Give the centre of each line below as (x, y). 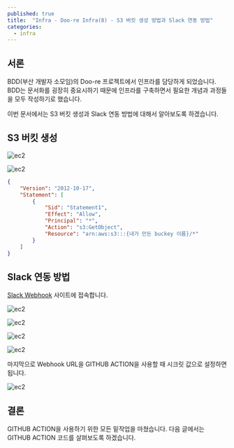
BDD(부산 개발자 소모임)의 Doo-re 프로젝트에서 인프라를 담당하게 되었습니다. (112, 82)
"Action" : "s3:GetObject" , (84, 227)
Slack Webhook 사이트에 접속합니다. (58, 295)
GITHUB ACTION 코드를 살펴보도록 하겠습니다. (72, 437)
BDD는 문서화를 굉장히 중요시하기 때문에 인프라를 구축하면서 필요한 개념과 (108, 90)
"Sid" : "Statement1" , (76, 208)
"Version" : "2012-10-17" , (58, 188)
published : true (31, 14)
